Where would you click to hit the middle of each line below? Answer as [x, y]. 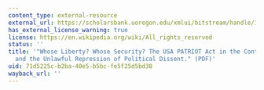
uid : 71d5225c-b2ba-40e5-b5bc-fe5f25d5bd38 [81, 67]
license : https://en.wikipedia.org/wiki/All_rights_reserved [110, 37]
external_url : [31, 23]
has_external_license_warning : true [68, 30]
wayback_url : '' [35, 74]
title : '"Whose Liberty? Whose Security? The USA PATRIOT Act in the [125, 52]
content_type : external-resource [63, 15]
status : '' [26, 45]
